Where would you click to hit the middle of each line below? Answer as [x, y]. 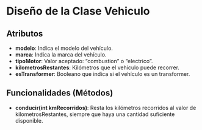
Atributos [25, 34]
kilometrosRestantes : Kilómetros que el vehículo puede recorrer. [97, 67]
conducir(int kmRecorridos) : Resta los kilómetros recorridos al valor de [106, 108]
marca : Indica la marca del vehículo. [61, 55]
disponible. [29, 120]
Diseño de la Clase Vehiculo [78, 11]
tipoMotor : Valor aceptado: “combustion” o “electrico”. [84, 61]
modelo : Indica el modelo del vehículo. [64, 48]
